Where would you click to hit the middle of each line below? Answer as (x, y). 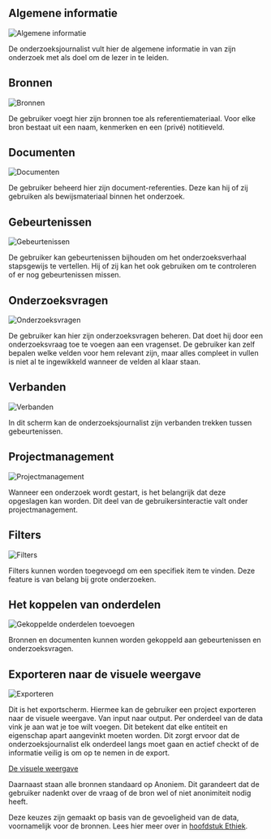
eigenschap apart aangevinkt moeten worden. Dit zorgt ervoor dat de (124, 736)
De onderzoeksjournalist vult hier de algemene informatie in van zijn (122, 49)
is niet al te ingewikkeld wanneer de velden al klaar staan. (105, 362)
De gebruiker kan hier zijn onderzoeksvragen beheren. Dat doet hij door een (136, 336)
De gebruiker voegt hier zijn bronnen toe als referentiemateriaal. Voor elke (132, 118)
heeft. (18, 802)
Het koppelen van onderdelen (85, 604)
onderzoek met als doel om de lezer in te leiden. (88, 57)
